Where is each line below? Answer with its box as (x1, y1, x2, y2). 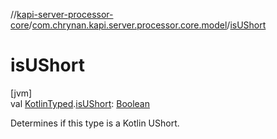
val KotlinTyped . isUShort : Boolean (10, 97, 151, 109)
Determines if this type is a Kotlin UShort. (10, 117, 180, 129)
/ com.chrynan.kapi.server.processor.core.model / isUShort (28, 19, 267, 31)
